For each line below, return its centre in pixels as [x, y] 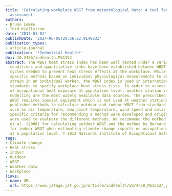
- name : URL [18, 181]
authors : [15, 19]
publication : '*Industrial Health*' [44, 53]
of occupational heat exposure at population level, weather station [85, 91]
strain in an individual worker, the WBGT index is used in [75, 81]
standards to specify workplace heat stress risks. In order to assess [88, 86]
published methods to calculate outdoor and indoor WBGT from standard [88, 105]
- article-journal [25, 48]
